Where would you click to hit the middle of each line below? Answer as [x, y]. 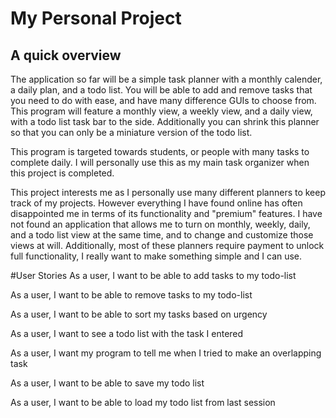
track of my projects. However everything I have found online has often [156, 203]
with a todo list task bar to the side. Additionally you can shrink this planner [165, 121]
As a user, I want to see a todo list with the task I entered [127, 333]
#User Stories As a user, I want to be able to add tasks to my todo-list [153, 275]
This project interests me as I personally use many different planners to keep [168, 192]
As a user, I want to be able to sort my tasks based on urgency [139, 314]
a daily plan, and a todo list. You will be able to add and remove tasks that [161, 90]
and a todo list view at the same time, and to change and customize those [162, 235]
